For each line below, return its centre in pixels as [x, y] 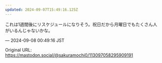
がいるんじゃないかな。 [29, 31]
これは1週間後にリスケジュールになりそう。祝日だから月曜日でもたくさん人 [81, 24]
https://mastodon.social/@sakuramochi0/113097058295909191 [69, 55]
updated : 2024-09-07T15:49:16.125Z [42, 10]
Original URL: [18, 50]
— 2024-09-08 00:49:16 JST [35, 40]
